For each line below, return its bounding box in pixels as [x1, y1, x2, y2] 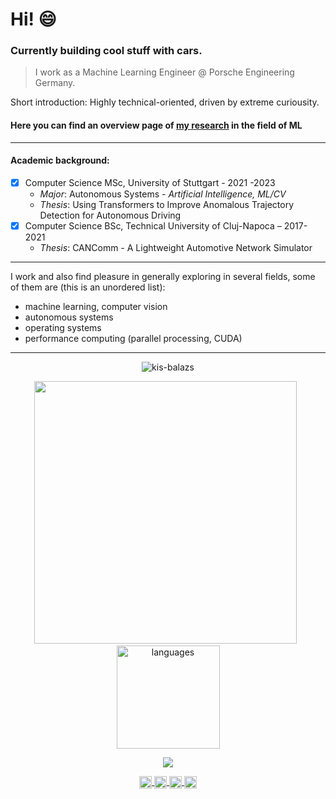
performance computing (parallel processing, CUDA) [24, 333, 243, 345]
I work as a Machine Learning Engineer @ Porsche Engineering [34, 66, 295, 78]
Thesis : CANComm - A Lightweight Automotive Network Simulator [39, 242, 313, 254]
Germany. [34, 77, 76, 89]
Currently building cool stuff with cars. [10, 44, 203, 58]
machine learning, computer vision [24, 301, 168, 313]
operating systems [24, 322, 102, 334]
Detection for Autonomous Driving [39, 209, 182, 221]
